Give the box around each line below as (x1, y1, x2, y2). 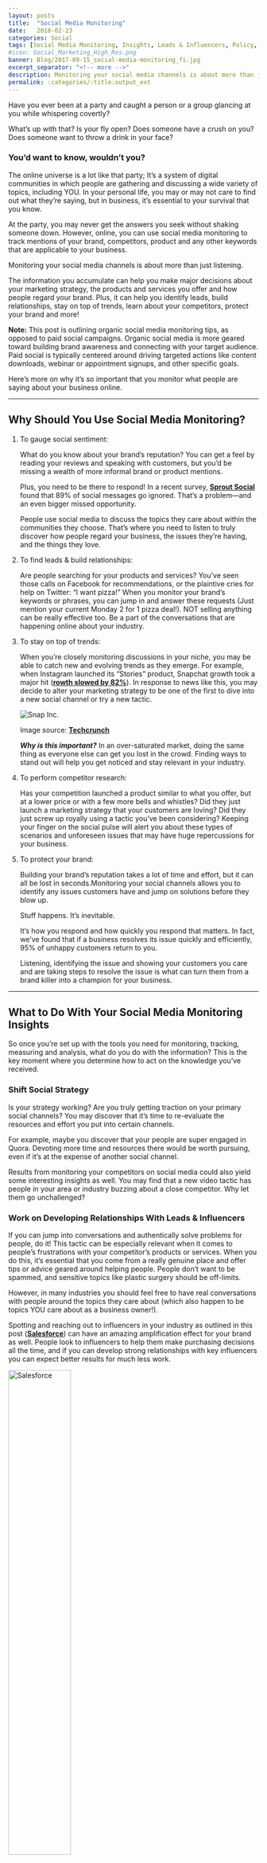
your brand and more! (8, 309, 79, 319)
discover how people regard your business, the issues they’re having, (19, 531, 248, 541)
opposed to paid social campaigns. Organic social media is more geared (8, 333, 245, 343)
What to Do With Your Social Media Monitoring (8, 1005, 243, 1019)
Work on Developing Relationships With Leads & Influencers (8, 1212, 246, 1223)
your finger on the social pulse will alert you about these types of (19, 822, 233, 831)
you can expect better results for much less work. (8, 1354, 171, 1364)
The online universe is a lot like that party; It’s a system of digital (8, 170, 219, 180)
